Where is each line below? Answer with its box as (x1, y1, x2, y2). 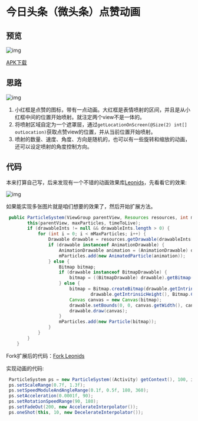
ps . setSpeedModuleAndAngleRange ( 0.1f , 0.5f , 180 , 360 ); (8, 387, 149, 393)
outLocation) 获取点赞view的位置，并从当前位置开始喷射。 (14, 128, 156, 135)
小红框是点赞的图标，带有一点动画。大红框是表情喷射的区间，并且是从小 (14, 106, 190, 113)
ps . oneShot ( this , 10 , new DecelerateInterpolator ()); (8, 409, 144, 415)
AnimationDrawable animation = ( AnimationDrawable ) (58, 247, 189, 253)
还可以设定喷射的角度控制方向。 (14, 143, 93, 150)
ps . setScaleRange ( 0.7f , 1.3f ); (8, 382, 85, 388)
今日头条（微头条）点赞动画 (6, 5, 141, 19)
